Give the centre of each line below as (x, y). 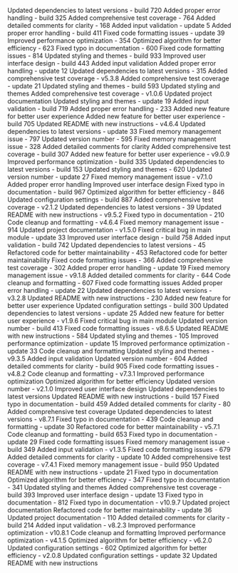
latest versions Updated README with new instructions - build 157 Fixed (113, 396)
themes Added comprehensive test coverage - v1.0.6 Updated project (110, 93)
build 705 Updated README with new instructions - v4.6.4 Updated (107, 124)
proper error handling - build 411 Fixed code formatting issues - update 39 (116, 33)
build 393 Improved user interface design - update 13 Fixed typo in (105, 495)
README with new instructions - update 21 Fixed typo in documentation (113, 472)
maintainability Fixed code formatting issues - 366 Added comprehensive (115, 260)
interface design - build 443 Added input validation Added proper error (112, 63)
